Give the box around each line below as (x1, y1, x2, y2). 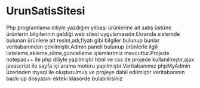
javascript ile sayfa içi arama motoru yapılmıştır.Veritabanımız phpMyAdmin (6, 62, 191, 69)
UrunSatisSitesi (6, 4, 85, 18)
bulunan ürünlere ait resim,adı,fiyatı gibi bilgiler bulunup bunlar (6, 37, 160, 44)
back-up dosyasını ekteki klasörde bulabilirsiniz (6, 75, 123, 82)
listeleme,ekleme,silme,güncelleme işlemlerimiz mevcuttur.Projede (6, 49, 170, 56)
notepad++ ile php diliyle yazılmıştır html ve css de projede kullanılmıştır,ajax (6, 56, 195, 63)
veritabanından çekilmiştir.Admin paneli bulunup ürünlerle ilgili (6, 43, 159, 50)
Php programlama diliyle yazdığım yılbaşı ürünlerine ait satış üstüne (6, 24, 172, 31)
